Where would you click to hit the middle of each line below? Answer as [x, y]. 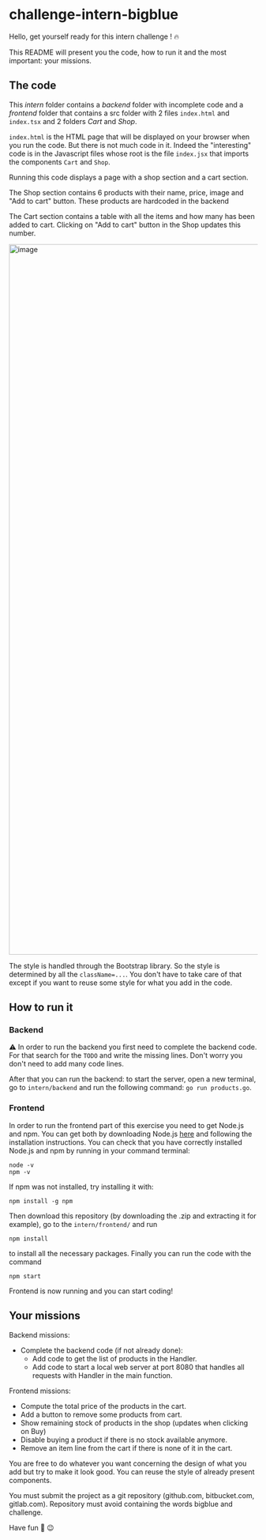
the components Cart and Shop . [60, 162]
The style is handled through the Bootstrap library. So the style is [114, 965]
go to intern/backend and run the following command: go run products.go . [130, 1088]
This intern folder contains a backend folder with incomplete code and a [126, 104]
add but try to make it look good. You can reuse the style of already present [132, 1471]
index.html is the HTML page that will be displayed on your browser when [129, 137]
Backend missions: [39, 1334]
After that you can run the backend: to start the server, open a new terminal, [133, 1079]
